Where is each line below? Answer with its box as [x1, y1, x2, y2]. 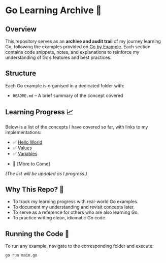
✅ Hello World [12, 139, 43, 145]
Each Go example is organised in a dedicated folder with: [5, 82, 124, 88]
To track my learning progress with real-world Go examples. [12, 199, 139, 205]
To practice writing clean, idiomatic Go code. [12, 215, 107, 221]
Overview [5, 25, 37, 34]
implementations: [5, 129, 42, 135]
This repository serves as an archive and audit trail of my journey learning [5, 38, 161, 44]
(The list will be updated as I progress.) [5, 170, 87, 177]
